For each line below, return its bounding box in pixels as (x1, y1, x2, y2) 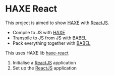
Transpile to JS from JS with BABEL (12, 35, 87, 41)
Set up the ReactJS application (12, 65, 77, 71)
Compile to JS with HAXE (12, 29, 66, 35)
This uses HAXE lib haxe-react (5, 50, 69, 56)
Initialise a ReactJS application (12, 59, 77, 65)
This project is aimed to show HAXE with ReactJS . (5, 20, 109, 26)
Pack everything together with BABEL (12, 40, 91, 46)
